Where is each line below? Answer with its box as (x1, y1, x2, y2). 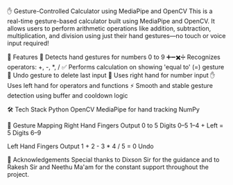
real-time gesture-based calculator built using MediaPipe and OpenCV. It (7, 17, 215, 25)
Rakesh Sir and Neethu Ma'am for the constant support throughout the (7, 163, 209, 171)
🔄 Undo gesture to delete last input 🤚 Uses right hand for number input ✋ (7, 71, 216, 79)
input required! (7, 39, 50, 47)
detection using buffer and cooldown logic (7, 91, 128, 100)
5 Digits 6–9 (7, 129, 42, 136)
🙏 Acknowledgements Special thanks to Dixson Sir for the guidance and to (7, 156, 220, 164)
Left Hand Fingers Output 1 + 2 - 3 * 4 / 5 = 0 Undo (7, 142, 154, 150)
